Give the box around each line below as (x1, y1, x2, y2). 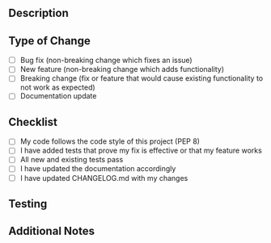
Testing (8, 197, 48, 211)
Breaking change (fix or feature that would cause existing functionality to (19, 73, 264, 83)
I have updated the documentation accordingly (19, 164, 176, 174)
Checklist (8, 115, 58, 128)
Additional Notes (8, 224, 95, 238)
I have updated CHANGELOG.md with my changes (19, 173, 188, 182)
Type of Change (8, 34, 91, 48)
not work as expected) (19, 82, 95, 92)
